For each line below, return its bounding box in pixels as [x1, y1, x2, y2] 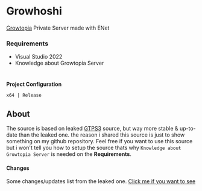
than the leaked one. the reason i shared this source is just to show [18, 131, 185, 138]
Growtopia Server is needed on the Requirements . [6, 151, 131, 158]
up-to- [179, 125, 196, 132]
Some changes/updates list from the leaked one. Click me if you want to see [6, 178, 196, 185]
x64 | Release [6, 92, 42, 99]
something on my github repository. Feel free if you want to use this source [6, 138, 193, 145]
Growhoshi [6, 4, 62, 18]
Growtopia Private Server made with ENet [6, 24, 110, 31]
